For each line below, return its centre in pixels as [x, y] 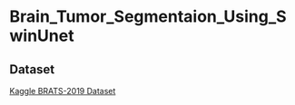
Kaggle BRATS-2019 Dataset [63, 91]
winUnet [42, 36]
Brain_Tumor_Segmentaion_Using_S [148, 17]
